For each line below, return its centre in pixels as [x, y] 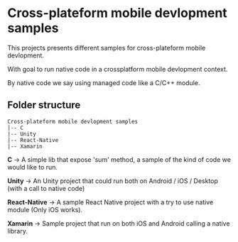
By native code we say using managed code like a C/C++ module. [104, 82]
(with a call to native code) [46, 188]
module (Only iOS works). [45, 209]
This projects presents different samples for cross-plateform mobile [107, 48]
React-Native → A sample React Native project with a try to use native [110, 202]
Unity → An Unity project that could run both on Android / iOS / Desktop [113, 181]
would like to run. [33, 167]
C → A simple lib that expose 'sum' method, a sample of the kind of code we [119, 159]
